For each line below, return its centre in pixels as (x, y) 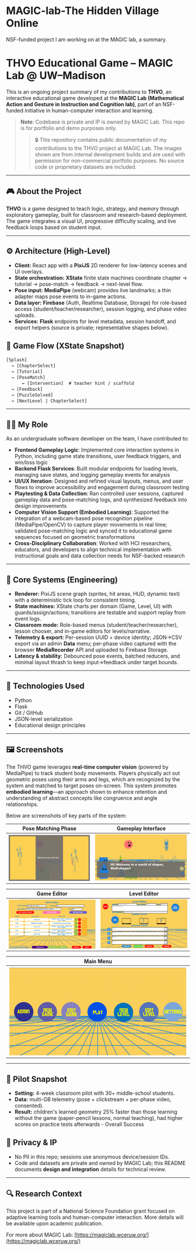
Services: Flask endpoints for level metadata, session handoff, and (95, 321)
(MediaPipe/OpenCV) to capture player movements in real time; (91, 525)
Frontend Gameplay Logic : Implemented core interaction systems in (97, 450)
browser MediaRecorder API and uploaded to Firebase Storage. (91, 650)
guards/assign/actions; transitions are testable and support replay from (100, 612)
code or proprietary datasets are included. (86, 167)
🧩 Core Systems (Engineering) (62, 580)
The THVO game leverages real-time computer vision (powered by (87, 767)
